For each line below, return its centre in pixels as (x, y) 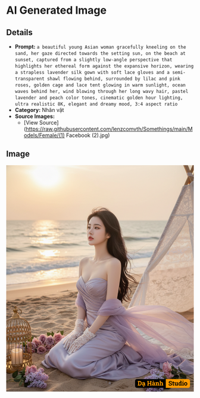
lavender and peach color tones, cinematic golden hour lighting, (99, 98)
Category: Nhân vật (39, 110)
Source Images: (35, 116)
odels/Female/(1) (44, 135)
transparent (29, 79)
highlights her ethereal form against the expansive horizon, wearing (104, 66)
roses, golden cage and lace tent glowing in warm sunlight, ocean (100, 85)
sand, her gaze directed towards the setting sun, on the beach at (100, 54)
